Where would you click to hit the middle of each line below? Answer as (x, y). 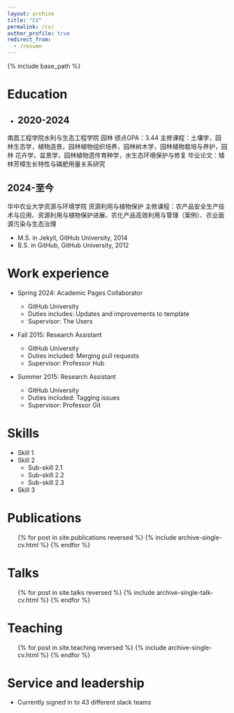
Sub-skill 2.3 (46, 482)
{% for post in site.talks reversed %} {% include (86, 592)
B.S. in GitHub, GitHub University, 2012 (73, 245)
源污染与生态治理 (32, 224)
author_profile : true (39, 33)
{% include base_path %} (44, 66)
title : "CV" (24, 20)
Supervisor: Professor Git (64, 405)
